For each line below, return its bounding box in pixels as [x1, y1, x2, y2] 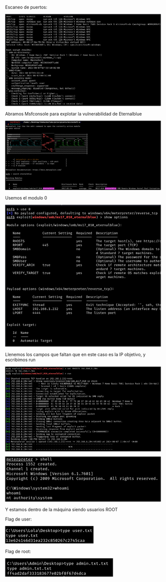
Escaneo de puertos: [5, 4, 48, 10]
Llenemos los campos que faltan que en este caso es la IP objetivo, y [5, 352, 146, 358]
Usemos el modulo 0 [5, 195, 47, 201]
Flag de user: [5, 516, 32, 522]
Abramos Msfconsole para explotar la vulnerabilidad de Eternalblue [5, 111, 142, 117]
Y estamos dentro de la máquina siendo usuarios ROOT [5, 506, 118, 513]
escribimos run [5, 357, 36, 363]
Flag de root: [5, 548, 31, 554]
